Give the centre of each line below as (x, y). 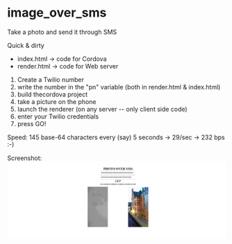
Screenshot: (25, 158)
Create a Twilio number (51, 79)
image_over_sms (57, 13)
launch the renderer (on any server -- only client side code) (102, 109)
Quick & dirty (26, 45)
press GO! (32, 123)
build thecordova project (52, 94)
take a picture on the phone (57, 101)
